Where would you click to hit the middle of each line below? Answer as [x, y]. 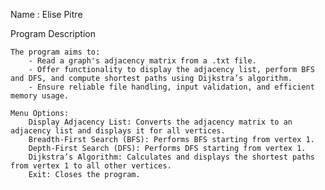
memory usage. [40, 96]
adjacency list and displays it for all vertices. [118, 131]
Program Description [53, 33]
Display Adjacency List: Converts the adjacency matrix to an [160, 122]
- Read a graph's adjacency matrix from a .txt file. [142, 61]
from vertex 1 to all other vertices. [91, 166]
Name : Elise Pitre [46, 14]
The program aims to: [55, 52]
